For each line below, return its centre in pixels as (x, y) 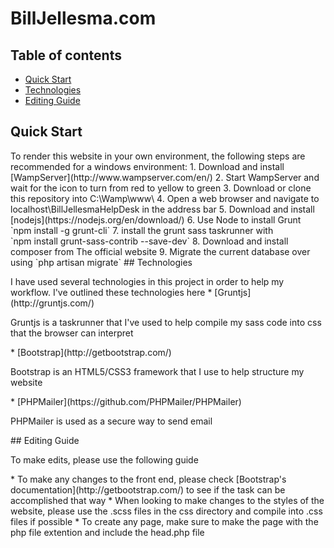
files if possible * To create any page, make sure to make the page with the (164, 521)
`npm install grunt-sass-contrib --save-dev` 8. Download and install (149, 241)
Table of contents (66, 55)
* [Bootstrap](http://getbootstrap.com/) (91, 352)
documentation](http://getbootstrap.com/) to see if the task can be (148, 489)
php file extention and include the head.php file (107, 532)
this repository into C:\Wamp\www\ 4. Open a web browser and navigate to (165, 198)
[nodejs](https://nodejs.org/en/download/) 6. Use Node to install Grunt (156, 219)
